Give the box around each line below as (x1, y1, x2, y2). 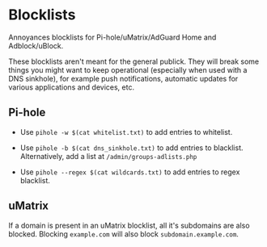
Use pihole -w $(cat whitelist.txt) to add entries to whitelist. (19, 127, 233, 136)
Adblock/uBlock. (8, 40, 64, 50)
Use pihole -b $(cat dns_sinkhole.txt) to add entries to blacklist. (19, 143, 244, 153)
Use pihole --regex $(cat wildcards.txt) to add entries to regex (19, 167, 240, 177)
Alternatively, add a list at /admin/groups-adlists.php (19, 151, 197, 161)
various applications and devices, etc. (8, 82, 135, 92)
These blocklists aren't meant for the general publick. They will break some (8, 57, 260, 66)
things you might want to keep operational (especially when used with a (8, 65, 248, 74)
